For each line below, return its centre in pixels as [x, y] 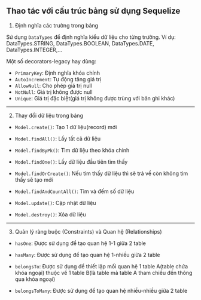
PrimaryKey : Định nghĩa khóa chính [57, 73]
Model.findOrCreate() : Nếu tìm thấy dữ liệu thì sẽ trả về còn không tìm [101, 173]
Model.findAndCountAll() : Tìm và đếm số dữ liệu [74, 191]
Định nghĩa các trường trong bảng [57, 25]
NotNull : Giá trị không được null [54, 92]
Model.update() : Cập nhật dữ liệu [55, 203]
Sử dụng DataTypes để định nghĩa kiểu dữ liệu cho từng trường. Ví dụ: [91, 37]
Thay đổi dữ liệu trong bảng [49, 115]
